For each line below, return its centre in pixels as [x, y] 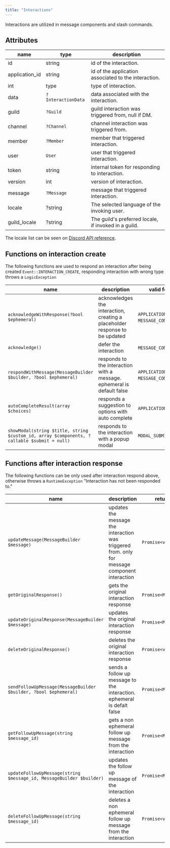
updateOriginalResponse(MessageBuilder [56, 620]
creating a [110, 317]
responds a [112, 399]
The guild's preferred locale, [124, 219]
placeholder [113, 324]
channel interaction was [119, 123]
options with [113, 412]
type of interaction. [114, 86]
